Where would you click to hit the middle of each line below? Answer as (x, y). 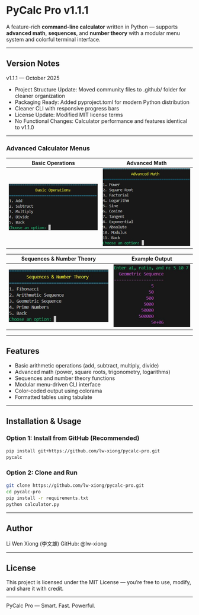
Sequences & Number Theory (59, 259)
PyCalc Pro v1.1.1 (47, 10)
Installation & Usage (44, 421)
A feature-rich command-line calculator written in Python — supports (92, 27)
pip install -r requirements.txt (47, 498)
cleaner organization (40, 96)
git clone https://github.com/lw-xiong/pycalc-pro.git (75, 486)
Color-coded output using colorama (58, 391)
